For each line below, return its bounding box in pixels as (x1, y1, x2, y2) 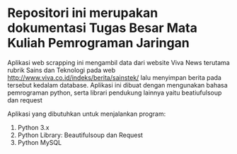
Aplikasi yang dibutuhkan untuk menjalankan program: (7, 109, 166, 118)
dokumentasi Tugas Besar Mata (7, 20, 198, 36)
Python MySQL (17, 138, 62, 146)
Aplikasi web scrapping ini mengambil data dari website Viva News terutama (7, 58, 230, 66)
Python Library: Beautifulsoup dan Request (17, 131, 144, 139)
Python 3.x (17, 123, 50, 131)
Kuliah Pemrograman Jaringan (7, 35, 190, 51)
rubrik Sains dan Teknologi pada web (7, 66, 116, 74)
